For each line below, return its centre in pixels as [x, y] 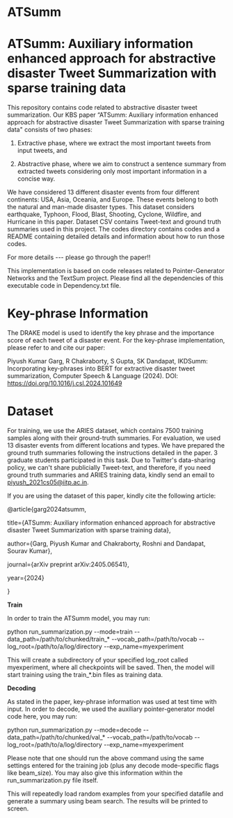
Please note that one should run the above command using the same [106, 758]
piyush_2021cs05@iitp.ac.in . [48, 482]
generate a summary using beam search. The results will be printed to [108, 801]
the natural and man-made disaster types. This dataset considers [101, 207]
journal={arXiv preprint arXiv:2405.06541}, [69, 564]
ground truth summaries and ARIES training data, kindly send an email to [111, 475]
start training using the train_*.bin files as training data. [85, 674]
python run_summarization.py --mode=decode [74, 730]
